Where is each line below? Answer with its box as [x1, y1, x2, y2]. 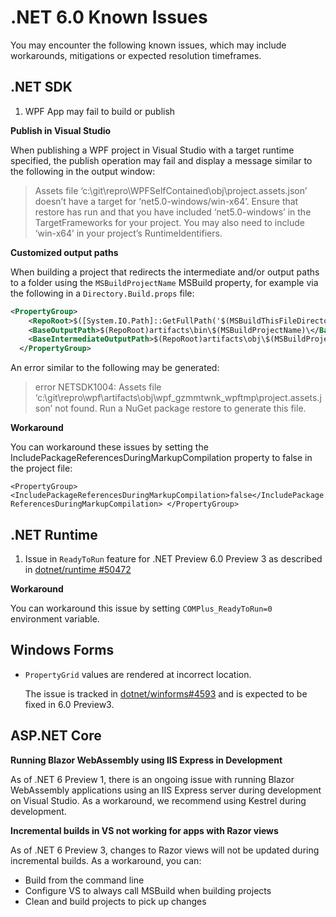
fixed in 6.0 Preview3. [24, 698, 115, 710]
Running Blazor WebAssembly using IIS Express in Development [10, 754, 283, 766]
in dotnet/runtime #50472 [24, 563, 132, 575]
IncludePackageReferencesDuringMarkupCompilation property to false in [10, 452, 313, 464]
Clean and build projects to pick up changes [24, 895, 207, 907]
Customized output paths [10, 246, 119, 258]
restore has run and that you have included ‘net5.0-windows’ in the [34, 206, 312, 218]
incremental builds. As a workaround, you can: [10, 854, 202, 866]
